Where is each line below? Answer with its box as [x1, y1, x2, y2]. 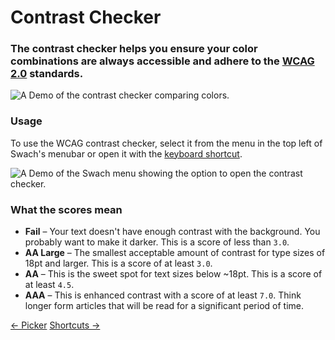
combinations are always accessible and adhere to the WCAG [10, 54, 315, 68]
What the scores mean [10, 202, 123, 216]
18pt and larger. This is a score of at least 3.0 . [24, 257, 213, 270]
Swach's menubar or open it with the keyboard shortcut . [10, 147, 243, 160]
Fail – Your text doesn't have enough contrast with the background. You [24, 226, 321, 238]
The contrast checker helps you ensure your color [10, 42, 258, 56]
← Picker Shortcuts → [10, 319, 101, 331]
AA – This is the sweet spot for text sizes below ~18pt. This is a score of [24, 268, 323, 280]
